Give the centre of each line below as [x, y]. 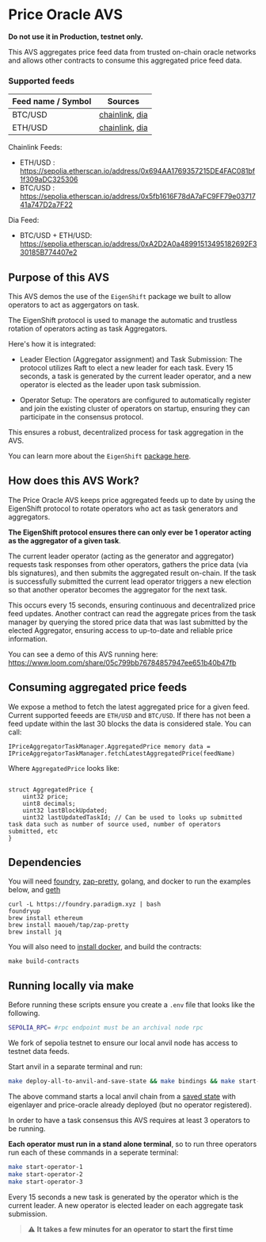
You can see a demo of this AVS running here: [83, 654]
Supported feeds [42, 81]
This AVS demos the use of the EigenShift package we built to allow [120, 297]
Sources [123, 102]
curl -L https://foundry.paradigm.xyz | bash [84, 905]
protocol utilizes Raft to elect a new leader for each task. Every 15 [126, 368]
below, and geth [34, 890]
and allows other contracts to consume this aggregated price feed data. [125, 60]
